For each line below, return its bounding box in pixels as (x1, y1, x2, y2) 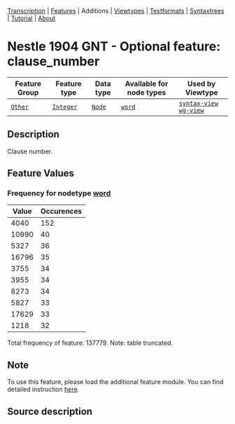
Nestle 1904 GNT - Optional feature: (7, 39, 221, 55)
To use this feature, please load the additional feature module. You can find (7, 378, 224, 386)
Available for (124, 78, 169, 88)
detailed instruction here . (7, 385, 80, 394)
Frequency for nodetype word (7, 189, 111, 198)
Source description (7, 405, 93, 417)
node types (127, 88, 166, 97)
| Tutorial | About (7, 14, 56, 22)
